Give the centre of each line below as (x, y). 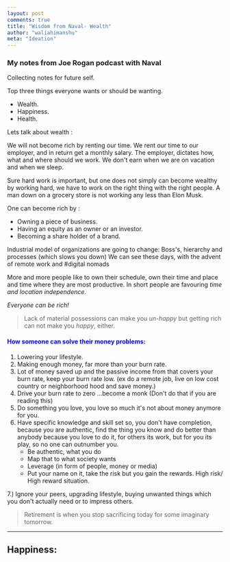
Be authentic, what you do (64, 451)
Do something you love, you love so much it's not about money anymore (119, 408)
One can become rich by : (43, 208)
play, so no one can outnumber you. (68, 444)
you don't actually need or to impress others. (71, 501)
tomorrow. (38, 522)
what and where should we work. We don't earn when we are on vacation (111, 160)
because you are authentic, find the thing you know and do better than (116, 430)
